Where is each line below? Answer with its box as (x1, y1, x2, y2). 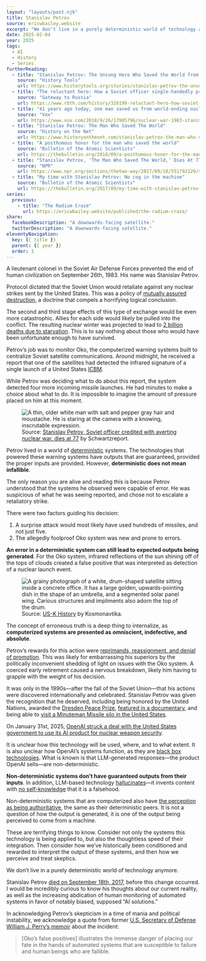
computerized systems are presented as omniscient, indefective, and (6, 628, 187, 636)
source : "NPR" (17, 163, 53, 169)
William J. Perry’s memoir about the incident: (6, 923, 120, 930)
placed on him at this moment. (6, 397, 83, 404)
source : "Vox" (17, 111, 53, 118)
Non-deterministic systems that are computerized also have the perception (6, 797, 196, 805)
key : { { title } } (12, 236, 56, 243)
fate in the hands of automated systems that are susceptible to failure (21, 941, 197, 949)
